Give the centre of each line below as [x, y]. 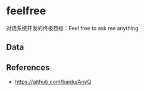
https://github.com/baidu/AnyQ [53, 82]
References [28, 68]
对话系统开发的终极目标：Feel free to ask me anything [72, 28]
